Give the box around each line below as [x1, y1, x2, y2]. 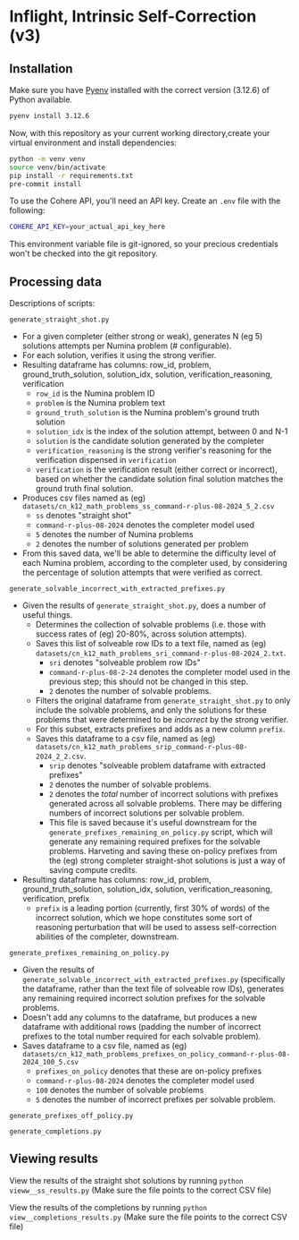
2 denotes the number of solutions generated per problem [35, 539, 249, 550]
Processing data [9, 274, 103, 289]
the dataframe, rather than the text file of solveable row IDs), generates [21, 983, 285, 995]
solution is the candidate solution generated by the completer [35, 436, 265, 447]
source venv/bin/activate [9, 163, 105, 172]
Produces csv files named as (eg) [21, 492, 146, 503]
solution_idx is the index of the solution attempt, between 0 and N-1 [35, 426, 288, 437]
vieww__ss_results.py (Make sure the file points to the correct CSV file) [9, 1184, 272, 1195]
